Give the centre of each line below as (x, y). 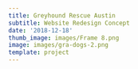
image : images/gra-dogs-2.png (59, 45)
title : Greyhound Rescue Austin (62, 15)
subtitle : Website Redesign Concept (69, 23)
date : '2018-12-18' (41, 30)
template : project (39, 52)
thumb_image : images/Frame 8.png (64, 38)
